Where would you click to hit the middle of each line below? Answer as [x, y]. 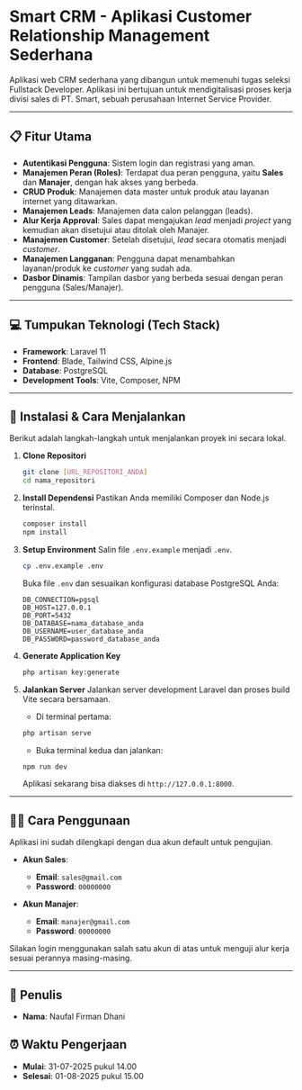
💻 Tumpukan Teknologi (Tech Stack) [115, 325]
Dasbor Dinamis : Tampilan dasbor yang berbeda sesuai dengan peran [152, 277]
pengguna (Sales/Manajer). [73, 287]
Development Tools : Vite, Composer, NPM [102, 380]
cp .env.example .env [62, 566]
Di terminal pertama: [74, 716]
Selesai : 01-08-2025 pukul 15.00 [83, 1076]
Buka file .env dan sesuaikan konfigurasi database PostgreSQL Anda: [151, 583]
